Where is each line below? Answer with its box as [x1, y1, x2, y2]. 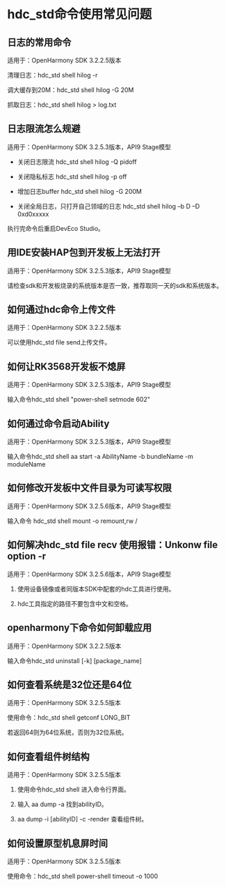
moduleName [7, 460, 46, 469]
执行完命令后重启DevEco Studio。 [7, 224, 104, 232]
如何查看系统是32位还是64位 [7, 678, 132, 690]
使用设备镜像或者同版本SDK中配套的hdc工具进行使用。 [17, 584, 175, 593]
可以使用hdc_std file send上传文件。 [7, 338, 111, 347]
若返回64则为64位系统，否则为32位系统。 [7, 728, 128, 736]
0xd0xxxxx [17, 210, 49, 218]
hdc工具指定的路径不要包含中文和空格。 [17, 599, 132, 607]
